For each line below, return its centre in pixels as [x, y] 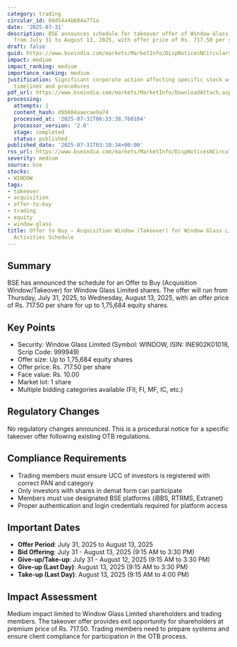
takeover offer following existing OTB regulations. [79, 436]
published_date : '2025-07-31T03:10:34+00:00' [75, 146]
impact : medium [30, 60]
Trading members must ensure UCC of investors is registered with [114, 475]
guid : [15, 54]
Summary [29, 266]
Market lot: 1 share [44, 382]
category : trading [34, 14]
